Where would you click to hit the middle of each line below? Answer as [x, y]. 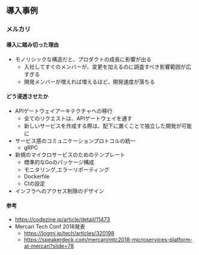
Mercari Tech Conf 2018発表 [50, 226]
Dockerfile [37, 176]
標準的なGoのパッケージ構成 [59, 162]
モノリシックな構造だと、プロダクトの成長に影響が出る [83, 59]
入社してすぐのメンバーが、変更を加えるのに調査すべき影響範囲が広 [108, 66]
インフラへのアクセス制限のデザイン [59, 191]
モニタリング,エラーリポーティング [67, 169]
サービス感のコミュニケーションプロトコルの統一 [75, 141]
